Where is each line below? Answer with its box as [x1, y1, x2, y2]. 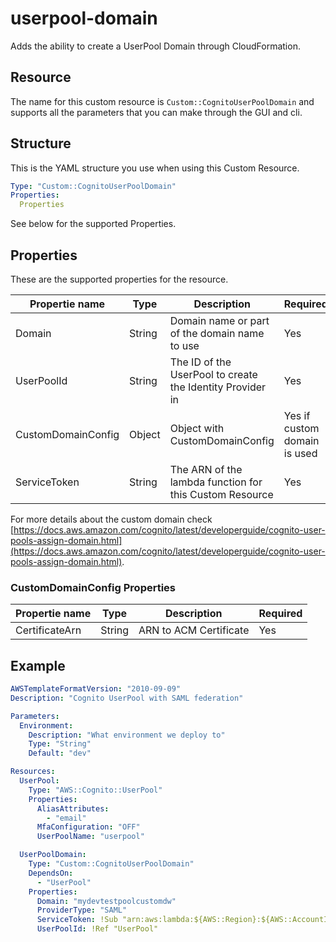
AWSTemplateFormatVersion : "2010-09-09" [10, 684, 182, 694]
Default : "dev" [28, 748, 92, 759]
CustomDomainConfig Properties [10, 580, 177, 594]
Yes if [283, 409, 311, 422]
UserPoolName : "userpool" [36, 832, 145, 842]
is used [283, 447, 318, 460]
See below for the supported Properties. [10, 218, 177, 230]
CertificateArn [15, 623, 82, 637]
